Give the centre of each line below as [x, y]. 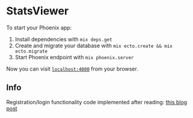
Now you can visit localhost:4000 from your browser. [72, 69]
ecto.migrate [31, 51]
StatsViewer [38, 11]
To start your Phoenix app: [39, 28]
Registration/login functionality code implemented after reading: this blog [97, 102]
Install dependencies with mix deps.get [63, 39]
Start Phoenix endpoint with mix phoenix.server [74, 57]
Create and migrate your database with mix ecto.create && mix [93, 46]
